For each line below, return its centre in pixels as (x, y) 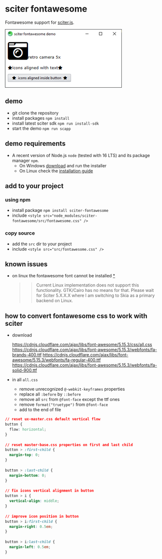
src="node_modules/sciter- (70, 216)
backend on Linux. (55, 301)
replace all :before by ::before (50, 394)
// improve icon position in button (42, 516)
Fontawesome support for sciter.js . (40, 22)
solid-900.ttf (24, 370)
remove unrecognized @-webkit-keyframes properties (72, 389)
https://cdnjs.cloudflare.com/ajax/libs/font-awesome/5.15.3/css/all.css (82, 345)
